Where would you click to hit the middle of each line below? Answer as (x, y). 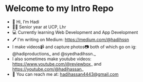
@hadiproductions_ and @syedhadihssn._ (54, 54)
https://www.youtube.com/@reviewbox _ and (57, 64)
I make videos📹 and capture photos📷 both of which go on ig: (74, 47)
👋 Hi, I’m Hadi (26, 22)
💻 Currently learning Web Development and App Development (75, 32)
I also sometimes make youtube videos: (52, 59)
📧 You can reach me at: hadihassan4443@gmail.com (65, 74)
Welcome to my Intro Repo (59, 8)
